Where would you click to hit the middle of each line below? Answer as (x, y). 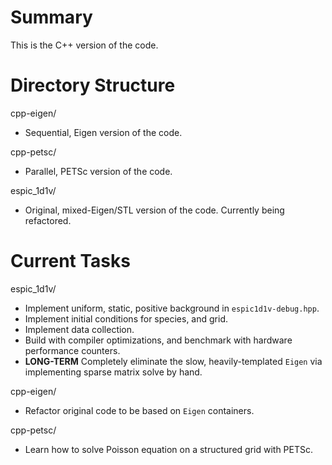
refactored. (48, 220)
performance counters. (72, 350)
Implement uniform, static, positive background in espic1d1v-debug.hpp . (172, 308)
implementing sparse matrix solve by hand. (113, 372)
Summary (51, 17)
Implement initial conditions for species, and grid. (126, 318)
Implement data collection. (79, 329)
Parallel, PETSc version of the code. (98, 171)
